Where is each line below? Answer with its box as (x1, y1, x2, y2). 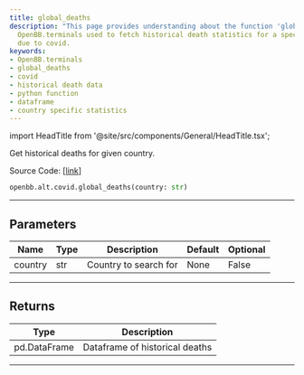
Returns (9, 299, 56, 314)
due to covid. (17, 38, 71, 48)
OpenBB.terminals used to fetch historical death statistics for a (17, 30, 278, 39)
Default (186, 243, 220, 256)
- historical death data (9, 80, 103, 89)
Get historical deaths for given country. (9, 148, 156, 159)
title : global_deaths (9, 13, 91, 23)
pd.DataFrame (14, 341, 75, 353)
